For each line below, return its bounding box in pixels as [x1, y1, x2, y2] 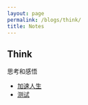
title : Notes [7, 23, 45, 30]
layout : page [7, 10, 45, 17]
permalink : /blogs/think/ [7, 16, 81, 23]
